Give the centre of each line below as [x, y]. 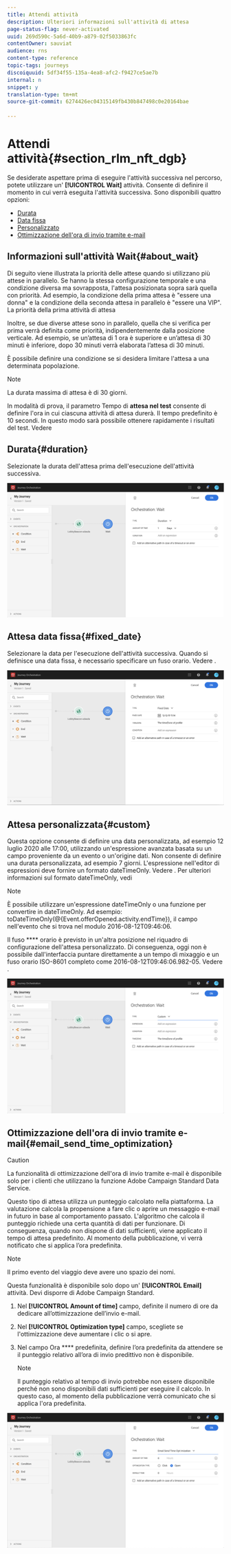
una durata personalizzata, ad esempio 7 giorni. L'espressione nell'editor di [113, 863]
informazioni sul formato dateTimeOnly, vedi [70, 878]
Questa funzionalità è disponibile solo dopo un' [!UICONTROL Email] [104, 1285]
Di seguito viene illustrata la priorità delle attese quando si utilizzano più [109, 273]
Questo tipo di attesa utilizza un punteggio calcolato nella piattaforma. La [110, 1201]
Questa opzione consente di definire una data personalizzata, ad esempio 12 [115, 841]
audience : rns [27, 51]
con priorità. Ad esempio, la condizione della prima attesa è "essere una [109, 295]
